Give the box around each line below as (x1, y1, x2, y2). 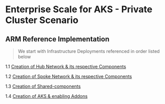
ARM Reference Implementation (5, 35, 110, 43)
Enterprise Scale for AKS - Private (5, 4, 153, 15)
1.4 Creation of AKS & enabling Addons (5, 93, 88, 99)
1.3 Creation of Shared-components (5, 83, 81, 89)
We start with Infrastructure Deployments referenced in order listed (17, 48, 160, 54)
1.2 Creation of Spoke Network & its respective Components (5, 73, 132, 80)
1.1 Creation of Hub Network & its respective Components (5, 64, 127, 69)
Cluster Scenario (5, 14, 78, 26)
